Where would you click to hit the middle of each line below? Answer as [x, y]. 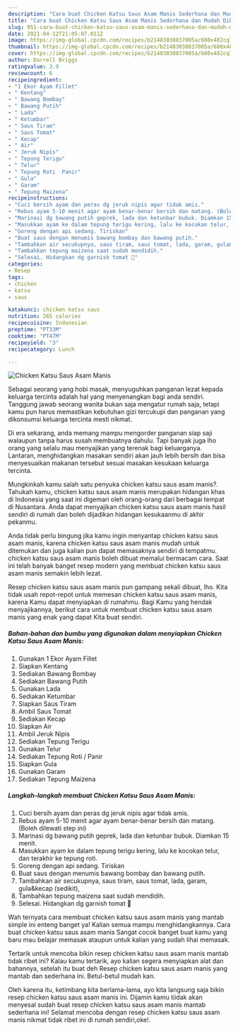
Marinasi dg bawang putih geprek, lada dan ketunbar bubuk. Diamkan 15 [124, 836]
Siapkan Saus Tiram [47, 704]
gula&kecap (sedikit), [49, 889]
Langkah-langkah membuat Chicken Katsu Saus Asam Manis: [102, 795]
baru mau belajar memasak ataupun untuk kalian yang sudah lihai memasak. [119, 940]
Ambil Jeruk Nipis [44, 734]
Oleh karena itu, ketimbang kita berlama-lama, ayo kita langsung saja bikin [116, 990]
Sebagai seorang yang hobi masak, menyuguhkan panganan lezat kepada [115, 389]
